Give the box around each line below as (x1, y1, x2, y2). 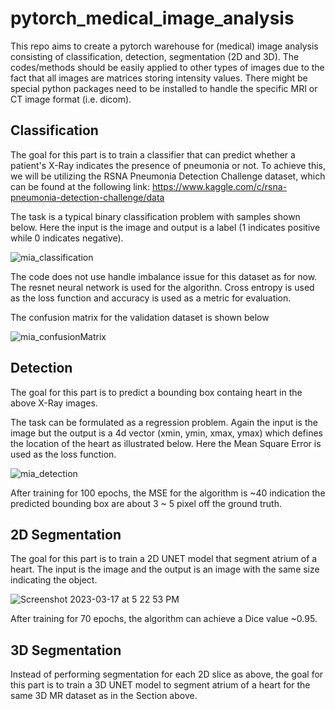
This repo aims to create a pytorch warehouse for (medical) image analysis (10, 40, 319, 52)
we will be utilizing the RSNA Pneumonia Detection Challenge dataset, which (10, 170, 326, 182)
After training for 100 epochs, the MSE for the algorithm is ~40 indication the (10, 487, 326, 499)
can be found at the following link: (10, 180, 150, 192)
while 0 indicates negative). (10, 232, 124, 244)
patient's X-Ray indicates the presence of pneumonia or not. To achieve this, (10, 159, 326, 171)
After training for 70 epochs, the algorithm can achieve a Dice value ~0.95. (10, 613, 318, 625)
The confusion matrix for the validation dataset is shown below (10, 311, 270, 323)
